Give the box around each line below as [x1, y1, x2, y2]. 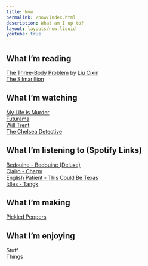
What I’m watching [6, 93, 78, 103]
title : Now [6, 8, 33, 15]
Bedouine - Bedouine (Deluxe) [6, 161, 81, 168]
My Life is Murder [6, 108, 50, 116]
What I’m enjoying [6, 231, 76, 241]
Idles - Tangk [6, 180, 39, 188]
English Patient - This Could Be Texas [6, 174, 98, 181]
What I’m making [6, 197, 70, 207]
